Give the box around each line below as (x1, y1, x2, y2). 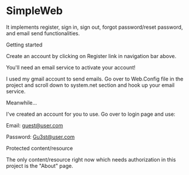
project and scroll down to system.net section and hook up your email (6, 81, 175, 89)
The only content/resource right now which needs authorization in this (6, 156, 176, 163)
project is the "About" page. (6, 162, 73, 169)
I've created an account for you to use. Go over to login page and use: (6, 110, 176, 117)
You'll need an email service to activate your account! (6, 63, 136, 71)
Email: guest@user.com (6, 122, 63, 129)
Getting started (6, 41, 43, 48)
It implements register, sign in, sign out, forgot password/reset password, (6, 23, 183, 31)
